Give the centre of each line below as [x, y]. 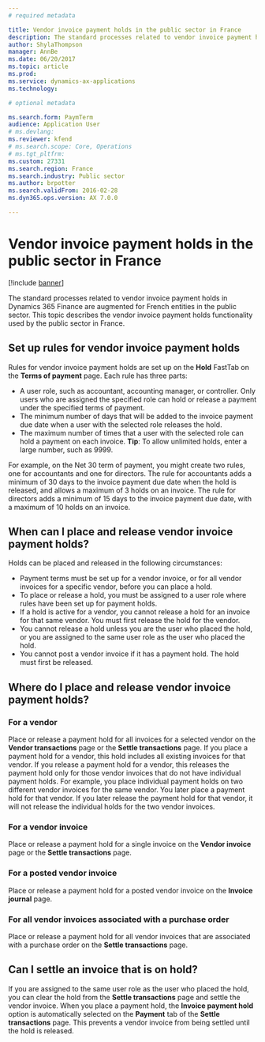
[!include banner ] [36, 282]
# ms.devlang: [32, 132]
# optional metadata [42, 103]
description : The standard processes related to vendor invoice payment [130, 37]
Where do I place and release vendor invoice [119, 687]
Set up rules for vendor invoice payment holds [124, 348]
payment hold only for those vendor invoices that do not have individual [125, 773]
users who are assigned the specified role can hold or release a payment [138, 399]
